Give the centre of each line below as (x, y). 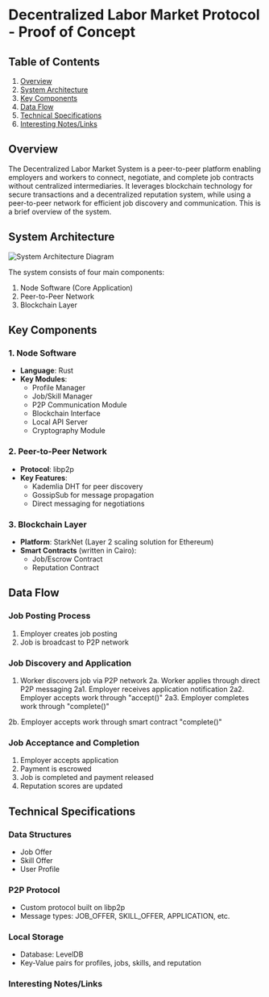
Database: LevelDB (52, 954)
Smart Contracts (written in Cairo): (78, 550)
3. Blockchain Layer (48, 524)
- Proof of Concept (72, 32)
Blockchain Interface (66, 414)
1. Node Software (42, 352)
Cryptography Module (69, 431)
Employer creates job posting (69, 633)
